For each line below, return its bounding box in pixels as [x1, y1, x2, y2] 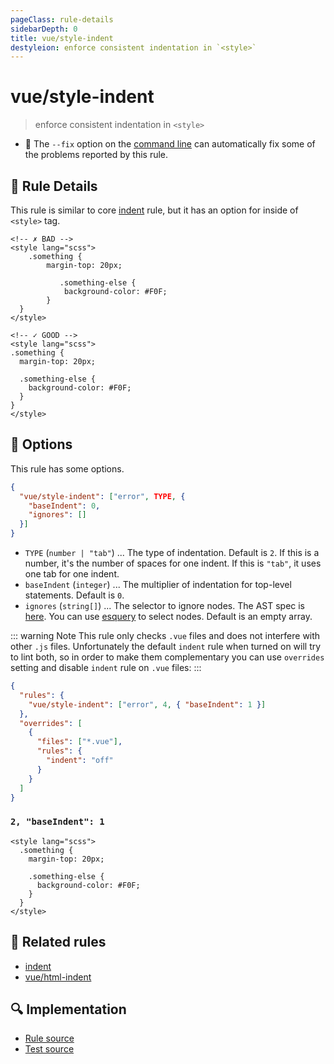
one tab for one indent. [24, 568, 120, 580]
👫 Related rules [10, 934, 107, 951]
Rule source [24, 1032, 75, 1045]
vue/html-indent [24, 971, 92, 983]
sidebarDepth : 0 [10, 24, 78, 34]
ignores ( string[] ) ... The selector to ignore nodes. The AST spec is [24, 600, 306, 612]
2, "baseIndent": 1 [10, 816, 105, 828]
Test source [24, 1043, 75, 1055]
